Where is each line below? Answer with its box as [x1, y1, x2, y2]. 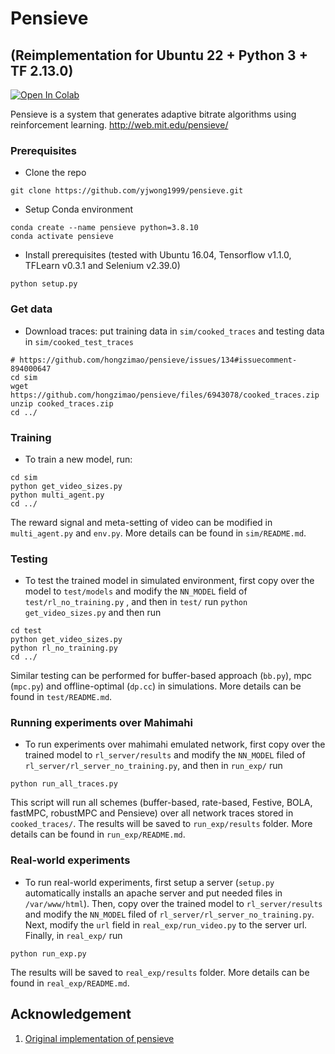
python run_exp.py [10, 948, 87, 959]
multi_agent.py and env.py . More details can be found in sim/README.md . [10, 527, 307, 539]
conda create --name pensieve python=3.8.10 [10, 223, 199, 233]
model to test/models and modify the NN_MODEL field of [24, 585, 248, 597]
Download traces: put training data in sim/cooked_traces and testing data [24, 325, 325, 337]
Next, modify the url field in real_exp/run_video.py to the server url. [24, 918, 308, 931]
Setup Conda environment [24, 203, 134, 216]
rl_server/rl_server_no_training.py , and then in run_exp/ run [24, 760, 283, 772]
